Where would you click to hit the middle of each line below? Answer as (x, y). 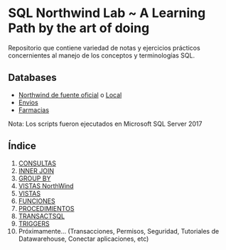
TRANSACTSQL (42, 216)
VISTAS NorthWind (46, 185)
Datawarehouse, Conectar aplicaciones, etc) (84, 239)
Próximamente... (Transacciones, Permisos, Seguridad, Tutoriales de (119, 231)
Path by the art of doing (79, 28)
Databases (33, 78)
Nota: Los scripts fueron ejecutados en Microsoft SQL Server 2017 (105, 124)
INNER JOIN (36, 170)
